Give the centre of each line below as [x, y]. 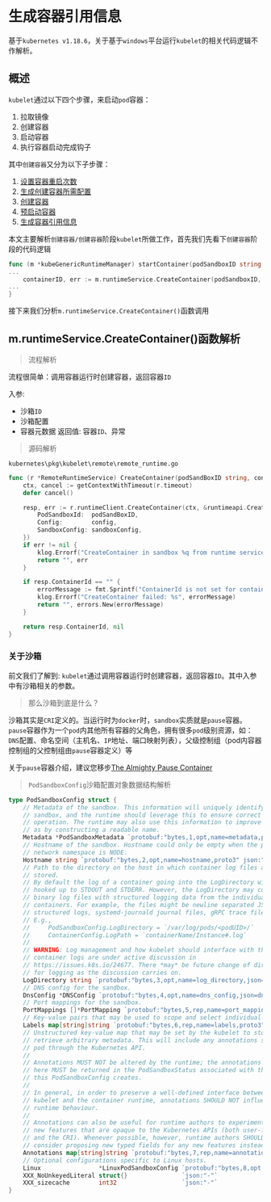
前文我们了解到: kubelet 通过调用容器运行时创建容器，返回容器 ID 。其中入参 [133, 675]
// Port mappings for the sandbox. [83, 1002]
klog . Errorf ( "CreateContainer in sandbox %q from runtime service [151, 553]
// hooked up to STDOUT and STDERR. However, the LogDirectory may [138, 890]
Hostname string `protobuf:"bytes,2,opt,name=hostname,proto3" [131, 860]
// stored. [41, 875]
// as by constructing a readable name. [92, 830]
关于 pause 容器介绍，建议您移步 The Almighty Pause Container [110, 767]
